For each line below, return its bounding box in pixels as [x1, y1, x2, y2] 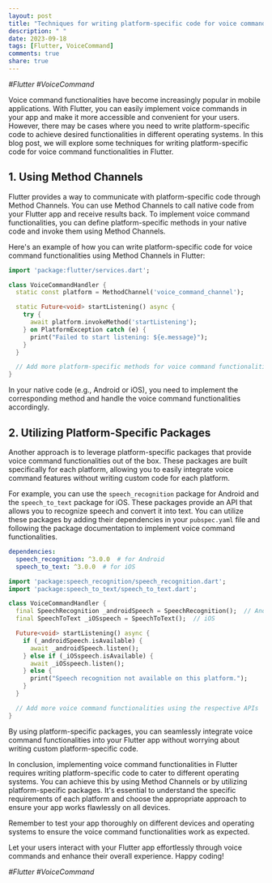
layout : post [8, 11, 53, 20]
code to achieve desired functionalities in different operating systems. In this [8, 129, 264, 139]
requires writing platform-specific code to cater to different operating [8, 768, 240, 778]
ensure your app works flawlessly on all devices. [8, 802, 171, 812]
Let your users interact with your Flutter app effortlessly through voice [8, 842, 243, 852]
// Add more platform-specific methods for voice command [15, 362, 216, 371]
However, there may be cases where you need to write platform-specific [8, 121, 250, 131]
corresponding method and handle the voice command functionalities [8, 394, 241, 404]
